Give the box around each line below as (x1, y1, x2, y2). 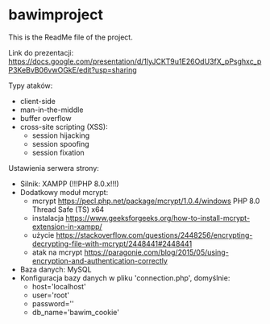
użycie (31, 230, 55, 239)
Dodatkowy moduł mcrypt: (19, 187, 109, 197)
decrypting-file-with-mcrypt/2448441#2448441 (31, 239, 193, 248)
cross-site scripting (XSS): (19, 122, 108, 131)
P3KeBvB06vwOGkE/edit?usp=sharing (8, 64, 137, 74)
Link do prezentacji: (8, 48, 74, 57)
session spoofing (31, 139, 90, 148)
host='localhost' (31, 281, 86, 291)
